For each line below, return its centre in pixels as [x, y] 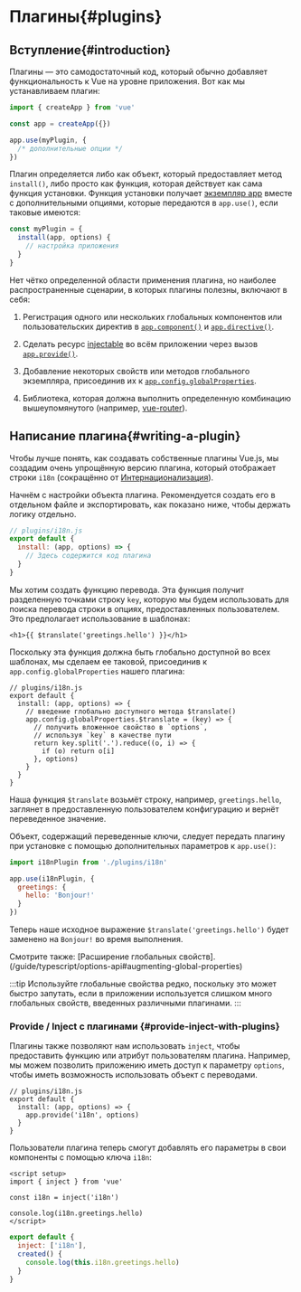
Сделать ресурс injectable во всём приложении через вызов [140, 344]
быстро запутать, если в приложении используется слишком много [141, 994]
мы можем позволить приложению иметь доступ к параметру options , [147, 1065]
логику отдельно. [43, 514]
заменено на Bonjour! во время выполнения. [96, 939]
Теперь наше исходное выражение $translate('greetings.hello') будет [149, 929]
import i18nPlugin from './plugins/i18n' [89, 862]
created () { [40, 1254]
